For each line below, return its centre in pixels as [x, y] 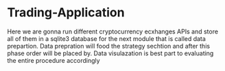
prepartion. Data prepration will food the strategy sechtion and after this [109, 46]
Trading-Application [66, 13]
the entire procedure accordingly [54, 60]
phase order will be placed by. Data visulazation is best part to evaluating [110, 53]
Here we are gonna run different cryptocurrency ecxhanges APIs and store [113, 31]
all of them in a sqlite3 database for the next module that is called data [106, 38]
